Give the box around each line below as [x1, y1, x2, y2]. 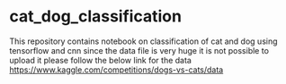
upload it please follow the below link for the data [9, 55, 192, 65]
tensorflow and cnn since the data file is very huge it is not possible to [9, 45, 270, 55]
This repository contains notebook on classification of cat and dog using [9, 36, 278, 46]
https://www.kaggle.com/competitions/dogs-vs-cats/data [9, 64, 224, 75]
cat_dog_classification [9, 6, 183, 27]
